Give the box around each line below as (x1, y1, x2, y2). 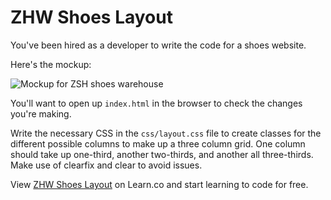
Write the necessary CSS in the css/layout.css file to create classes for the (10, 127, 322, 139)
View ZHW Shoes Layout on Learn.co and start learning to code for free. (10, 178, 309, 190)
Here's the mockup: (10, 58, 92, 70)
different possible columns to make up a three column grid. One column (10, 137, 306, 150)
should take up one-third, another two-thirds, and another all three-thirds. (10, 148, 314, 160)
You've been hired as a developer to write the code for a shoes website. (10, 39, 307, 51)
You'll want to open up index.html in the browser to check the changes (10, 97, 303, 109)
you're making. (10, 107, 72, 120)
